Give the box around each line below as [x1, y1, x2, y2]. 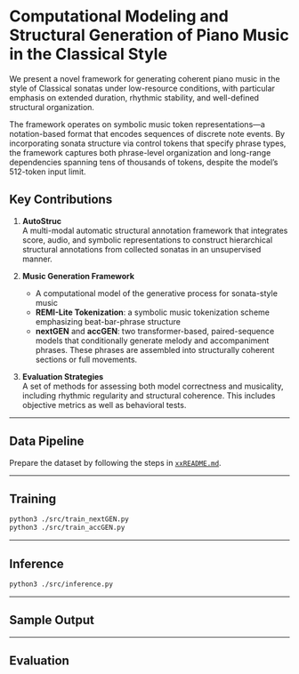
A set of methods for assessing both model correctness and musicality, [21, 381, 284, 391]
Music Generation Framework [21, 270, 135, 281]
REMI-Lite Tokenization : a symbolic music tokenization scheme [35, 307, 270, 317]
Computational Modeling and [9, 6, 229, 27]
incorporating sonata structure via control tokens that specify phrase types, [9, 138, 287, 148]
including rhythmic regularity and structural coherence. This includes [21, 389, 276, 401]
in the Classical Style [9, 44, 167, 64]
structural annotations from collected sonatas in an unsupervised [21, 244, 262, 254]
